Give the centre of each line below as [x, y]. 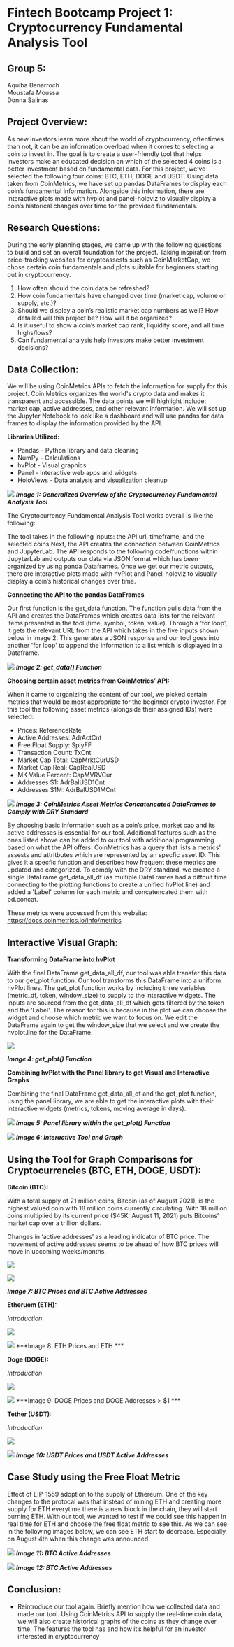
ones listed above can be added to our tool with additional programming [111, 840]
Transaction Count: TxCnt [54, 753]
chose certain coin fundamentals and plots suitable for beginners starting [113, 267]
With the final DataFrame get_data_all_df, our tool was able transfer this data [117, 973]
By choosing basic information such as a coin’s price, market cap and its [111, 825]
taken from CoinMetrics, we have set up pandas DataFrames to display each [117, 183]
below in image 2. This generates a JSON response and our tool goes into [114, 638]
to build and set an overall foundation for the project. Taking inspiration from [117, 252]
